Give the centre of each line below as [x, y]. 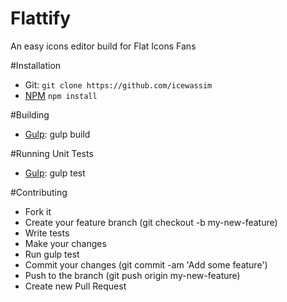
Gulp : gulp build [57, 134]
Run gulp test [52, 254]
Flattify [41, 18]
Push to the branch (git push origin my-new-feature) [132, 275]
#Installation [36, 65]
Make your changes [65, 243]
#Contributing [39, 192]
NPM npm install [61, 95]
